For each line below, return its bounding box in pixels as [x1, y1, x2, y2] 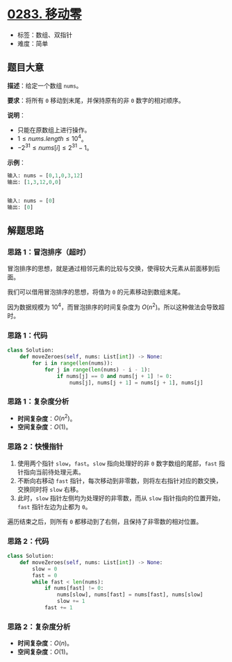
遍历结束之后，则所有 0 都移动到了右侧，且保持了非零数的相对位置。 [7, 517, 203, 525]
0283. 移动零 [7, 6, 82, 22]
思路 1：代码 [7, 331, 48, 340]
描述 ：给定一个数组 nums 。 [7, 81, 83, 90]
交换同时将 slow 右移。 [17, 485, 83, 493]
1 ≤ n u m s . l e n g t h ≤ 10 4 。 [17, 133, 88, 143]
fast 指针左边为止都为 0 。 [17, 502, 92, 511]
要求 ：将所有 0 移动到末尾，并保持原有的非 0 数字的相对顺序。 [7, 96, 185, 104]
